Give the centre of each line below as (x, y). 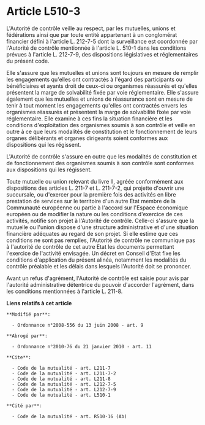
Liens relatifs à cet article (39, 303)
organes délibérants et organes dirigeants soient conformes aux (87, 138)
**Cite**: (19, 357)
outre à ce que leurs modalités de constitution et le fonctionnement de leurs (102, 131)
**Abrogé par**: (27, 336)
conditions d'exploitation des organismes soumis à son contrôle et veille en (101, 125)
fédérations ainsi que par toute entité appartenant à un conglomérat (92, 34)
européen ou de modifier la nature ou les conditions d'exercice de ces (95, 214)
